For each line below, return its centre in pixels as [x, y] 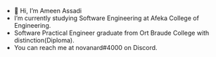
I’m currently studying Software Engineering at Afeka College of [106, 18]
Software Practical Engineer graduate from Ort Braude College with [112, 33]
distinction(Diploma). [44, 40]
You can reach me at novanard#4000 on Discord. [85, 48]
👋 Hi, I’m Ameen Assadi [48, 11]
